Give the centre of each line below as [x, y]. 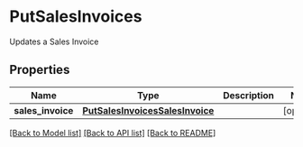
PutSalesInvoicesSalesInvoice [148, 110]
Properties [40, 70]
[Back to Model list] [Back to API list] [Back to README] [113, 133]
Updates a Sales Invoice [54, 41]
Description [248, 95]
